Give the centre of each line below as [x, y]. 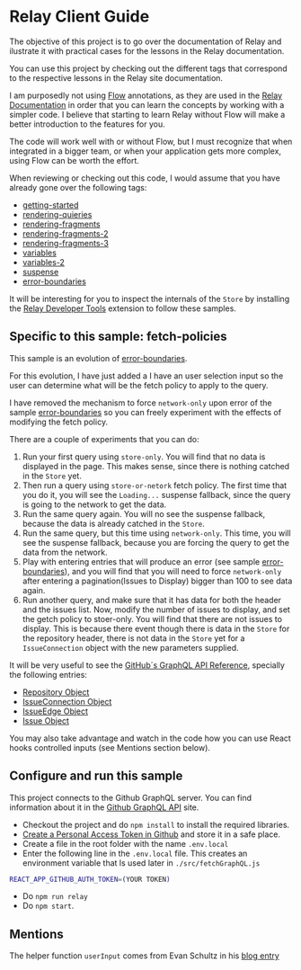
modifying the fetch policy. [59, 422]
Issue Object [46, 720]
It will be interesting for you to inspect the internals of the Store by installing [150, 298]
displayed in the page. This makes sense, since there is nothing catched [156, 466]
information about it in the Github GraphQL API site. [104, 807]
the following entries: [49, 674]
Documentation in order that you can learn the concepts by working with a [147, 104]
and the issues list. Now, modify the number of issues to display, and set [156, 610]
